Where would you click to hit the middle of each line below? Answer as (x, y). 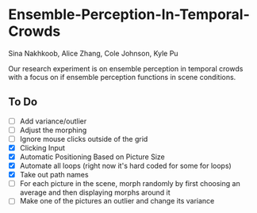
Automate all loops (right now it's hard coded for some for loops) (125, 166)
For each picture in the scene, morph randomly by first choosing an (130, 184)
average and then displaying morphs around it (95, 192)
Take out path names (54, 175)
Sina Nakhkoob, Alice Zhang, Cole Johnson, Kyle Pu (93, 53)
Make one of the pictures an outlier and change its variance (117, 201)
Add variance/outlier (53, 121)
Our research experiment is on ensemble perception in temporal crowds (126, 68)
